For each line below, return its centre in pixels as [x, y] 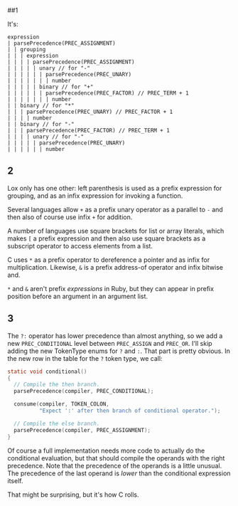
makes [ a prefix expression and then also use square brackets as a [107, 238]
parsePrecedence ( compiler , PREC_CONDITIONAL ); [84, 391]
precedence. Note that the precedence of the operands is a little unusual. [115, 465]
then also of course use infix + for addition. [70, 217]
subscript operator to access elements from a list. [80, 246]
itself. [15, 480]
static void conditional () [47, 371]
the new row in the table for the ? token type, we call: [85, 358]
